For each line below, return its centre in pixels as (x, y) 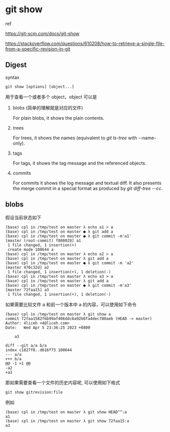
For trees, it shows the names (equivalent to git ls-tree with (75, 138)
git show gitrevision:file (34, 392)
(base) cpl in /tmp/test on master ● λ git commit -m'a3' (68, 285)
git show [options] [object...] (40, 87)
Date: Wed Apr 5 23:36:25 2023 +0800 (48, 328)
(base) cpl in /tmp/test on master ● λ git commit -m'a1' (68, 236)
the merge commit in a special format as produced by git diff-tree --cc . (88, 188)
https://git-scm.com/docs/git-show (42, 33)
